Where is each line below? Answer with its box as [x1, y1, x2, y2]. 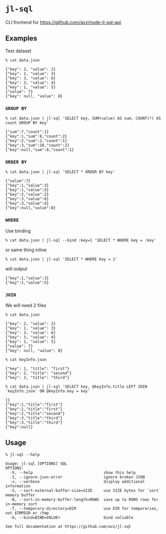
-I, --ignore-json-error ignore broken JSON [10, 474, 145, 480]
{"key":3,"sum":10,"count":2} [5, 143, 70, 148]
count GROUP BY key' [5, 120, 50, 126]
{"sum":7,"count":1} [5, 129, 50, 135]
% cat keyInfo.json [5, 357, 47, 362]
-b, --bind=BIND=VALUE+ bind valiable [10, 515, 134, 520]
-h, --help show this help [10, 470, 136, 475]
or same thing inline [5, 246, 47, 253]
